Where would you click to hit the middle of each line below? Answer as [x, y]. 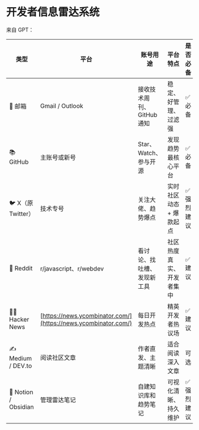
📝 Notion [21, 392]
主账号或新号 [58, 157]
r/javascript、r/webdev [72, 269]
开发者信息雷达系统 [53, 12]
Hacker [19, 319]
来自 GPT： [20, 30]
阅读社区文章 [58, 358]
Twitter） [22, 214]
